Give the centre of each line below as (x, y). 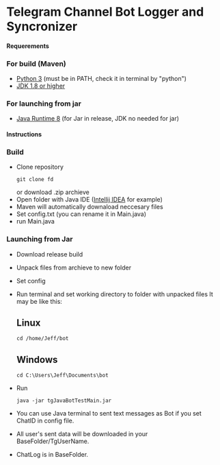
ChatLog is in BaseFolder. (52, 455)
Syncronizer (42, 26)
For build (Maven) (36, 64)
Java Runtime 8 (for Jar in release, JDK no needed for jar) (97, 119)
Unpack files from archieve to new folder (74, 267)
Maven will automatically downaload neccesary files (90, 207)
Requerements (28, 46)
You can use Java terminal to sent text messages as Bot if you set (109, 414)
